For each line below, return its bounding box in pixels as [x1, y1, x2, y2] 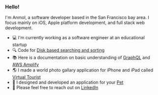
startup [12, 42, 27, 47]
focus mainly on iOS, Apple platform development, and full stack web [5, 20, 145, 25]
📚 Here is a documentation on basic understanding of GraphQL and [12, 55, 151, 61]
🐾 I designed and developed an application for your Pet [12, 79, 124, 85]
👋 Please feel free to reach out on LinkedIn [12, 85, 99, 91]
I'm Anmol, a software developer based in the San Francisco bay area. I [5, 15, 150, 21]
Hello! [5, 3, 20, 10]
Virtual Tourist [12, 74, 41, 80]
